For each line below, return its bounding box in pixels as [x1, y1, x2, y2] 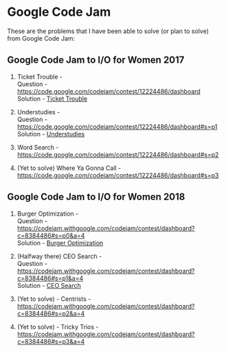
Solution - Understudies [16, 130, 85, 138]
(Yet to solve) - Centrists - [16, 294, 91, 303]
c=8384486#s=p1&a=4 [16, 273, 84, 282]
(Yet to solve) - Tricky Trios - [16, 322, 99, 331]
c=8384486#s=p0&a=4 [16, 231, 85, 240]
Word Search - [16, 143, 59, 152]
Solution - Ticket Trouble [16, 94, 88, 103]
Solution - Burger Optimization [16, 238, 104, 247]
